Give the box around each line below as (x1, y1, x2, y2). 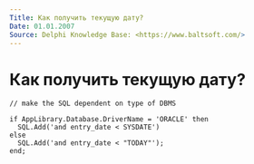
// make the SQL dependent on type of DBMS (9, 99, 177, 109)
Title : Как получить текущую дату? (9, 13, 144, 23)
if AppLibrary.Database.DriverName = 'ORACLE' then (9, 115, 209, 124)
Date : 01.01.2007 (9, 22, 75, 31)
